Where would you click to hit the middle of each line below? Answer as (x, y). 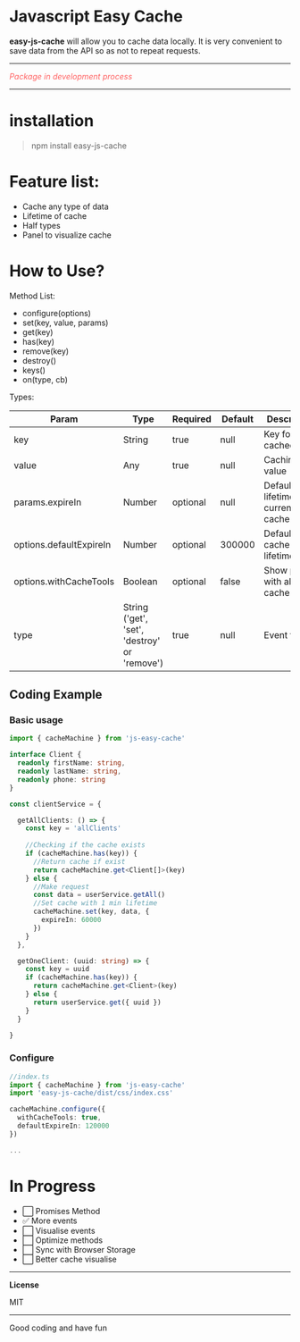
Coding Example (56, 695)
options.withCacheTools (64, 581)
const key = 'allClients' (74, 828)
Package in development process (71, 76)
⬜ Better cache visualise (70, 1259)
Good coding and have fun (58, 1328)
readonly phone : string (61, 779)
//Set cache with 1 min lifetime (95, 903)
